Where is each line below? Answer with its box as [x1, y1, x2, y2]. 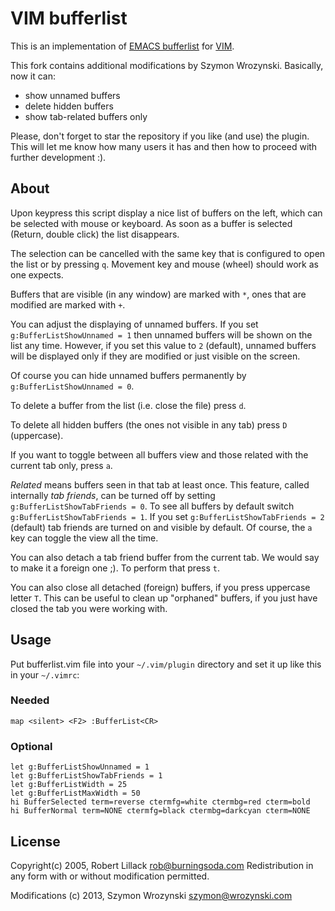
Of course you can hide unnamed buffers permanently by [10, 369, 247, 381]
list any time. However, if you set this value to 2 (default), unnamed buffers [10, 339, 317, 351]
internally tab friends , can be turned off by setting [10, 489, 216, 501]
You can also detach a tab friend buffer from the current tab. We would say [10, 551, 320, 563]
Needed [10, 693, 50, 707]
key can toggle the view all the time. [10, 532, 159, 544]
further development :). [10, 151, 107, 163]
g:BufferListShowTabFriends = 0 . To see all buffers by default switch [10, 500, 295, 512]
